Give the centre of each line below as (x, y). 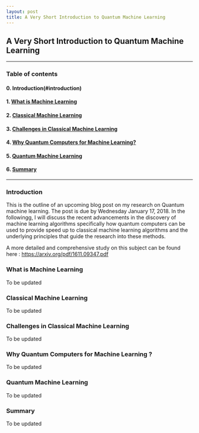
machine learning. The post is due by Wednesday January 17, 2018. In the (96, 211)
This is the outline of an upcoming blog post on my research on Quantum (95, 205)
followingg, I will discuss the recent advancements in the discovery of (91, 217)
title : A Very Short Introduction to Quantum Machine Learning (86, 17)
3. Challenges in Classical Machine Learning (62, 129)
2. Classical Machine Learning (44, 116)
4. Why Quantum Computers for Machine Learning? (71, 142)
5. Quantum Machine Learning (44, 156)
